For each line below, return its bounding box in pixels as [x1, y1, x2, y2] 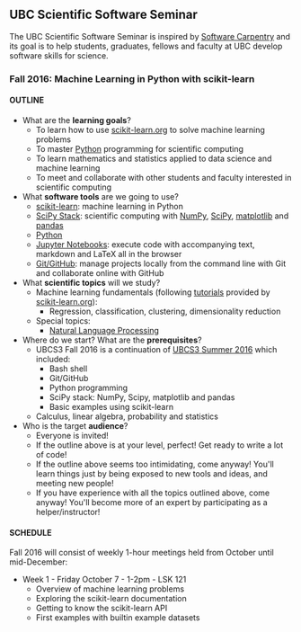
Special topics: [35, 315, 92, 326]
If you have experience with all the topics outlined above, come [35, 487, 270, 498]
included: [35, 353, 71, 364]
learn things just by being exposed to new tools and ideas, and [35, 467, 268, 479]
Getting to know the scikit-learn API [35, 602, 168, 614]
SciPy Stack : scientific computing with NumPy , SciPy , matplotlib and [35, 210, 289, 221]
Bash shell [49, 363, 88, 374]
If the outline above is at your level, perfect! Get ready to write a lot [35, 440, 284, 450]
